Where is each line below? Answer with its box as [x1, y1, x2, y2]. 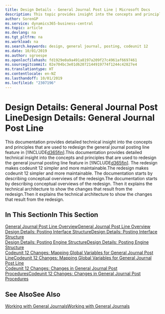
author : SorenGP [5, 16, 38, 21]
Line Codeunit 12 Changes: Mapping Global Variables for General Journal [5, 255, 152, 261]
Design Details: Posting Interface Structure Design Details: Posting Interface [5, 229, 158, 235]
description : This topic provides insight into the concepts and [5, 12, 141, 17]
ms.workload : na [5, 39, 38, 44]
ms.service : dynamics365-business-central [5, 21, 93, 26]
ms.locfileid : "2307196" [5, 80, 56, 85]
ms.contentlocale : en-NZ [5, 71, 56, 76]
